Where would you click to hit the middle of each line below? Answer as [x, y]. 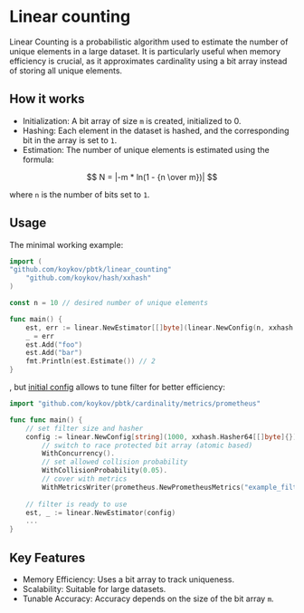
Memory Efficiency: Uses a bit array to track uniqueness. [128, 579]
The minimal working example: [66, 244]
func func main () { [46, 420]
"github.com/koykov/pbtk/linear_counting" [90, 270]
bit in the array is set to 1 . [70, 140]
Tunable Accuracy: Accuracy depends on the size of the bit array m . [148, 599]
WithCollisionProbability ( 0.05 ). [105, 471]
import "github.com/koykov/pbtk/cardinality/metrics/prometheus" [135, 404]
